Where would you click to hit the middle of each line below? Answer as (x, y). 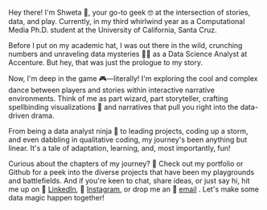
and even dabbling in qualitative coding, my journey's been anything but (128, 139)
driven (19, 115)
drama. (43, 115)
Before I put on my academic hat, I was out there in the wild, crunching (125, 45)
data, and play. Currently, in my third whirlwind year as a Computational (127, 21)
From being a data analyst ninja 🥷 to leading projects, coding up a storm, (128, 131)
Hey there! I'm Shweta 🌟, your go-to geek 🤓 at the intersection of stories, (129, 12)
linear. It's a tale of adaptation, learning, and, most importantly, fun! (119, 148)
